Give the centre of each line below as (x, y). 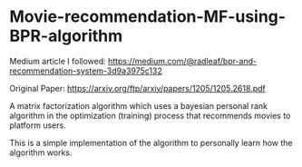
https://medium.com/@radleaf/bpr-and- (182, 61)
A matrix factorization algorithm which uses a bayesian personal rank (138, 105)
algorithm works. (41, 152)
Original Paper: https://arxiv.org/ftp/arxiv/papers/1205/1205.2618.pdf (137, 88)
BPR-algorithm (66, 36)
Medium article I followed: (58, 61)
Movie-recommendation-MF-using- (148, 17)
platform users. (38, 125)
